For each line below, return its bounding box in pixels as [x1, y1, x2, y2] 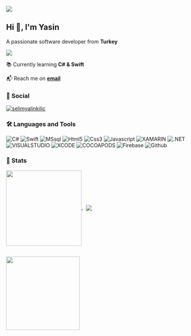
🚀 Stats [6, 157, 27, 165]
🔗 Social [6, 91, 30, 99]
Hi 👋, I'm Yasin [6, 22, 60, 32]
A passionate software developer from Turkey [6, 38, 118, 45]
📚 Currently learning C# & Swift [6, 61, 84, 68]
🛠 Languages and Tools [6, 120, 76, 128]
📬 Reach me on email [6, 75, 61, 82]
